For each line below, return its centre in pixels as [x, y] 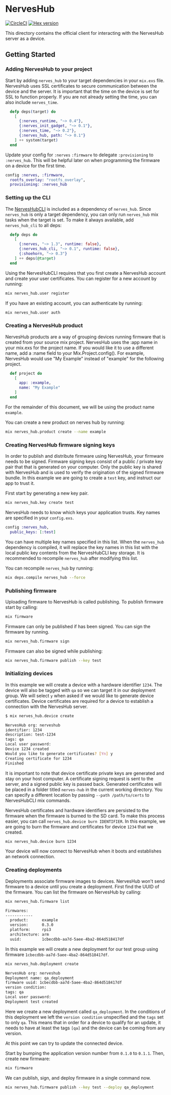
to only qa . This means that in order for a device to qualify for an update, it [83, 1022]
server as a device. [25, 38]
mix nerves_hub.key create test [40, 503]
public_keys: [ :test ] [33, 532]
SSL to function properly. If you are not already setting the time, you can [81, 97]
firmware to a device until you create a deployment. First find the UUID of [82, 886]
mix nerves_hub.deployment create [42, 964]
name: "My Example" [39, 388]
